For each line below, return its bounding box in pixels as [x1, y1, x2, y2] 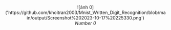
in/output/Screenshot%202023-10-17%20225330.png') [27, 15, 144, 20]
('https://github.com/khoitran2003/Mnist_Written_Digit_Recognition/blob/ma [5, 9, 166, 15]
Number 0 [75, 20, 96, 26]
